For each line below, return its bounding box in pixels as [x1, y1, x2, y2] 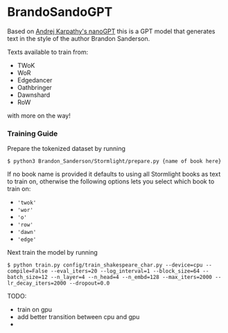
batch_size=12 [7, 274, 49, 281]
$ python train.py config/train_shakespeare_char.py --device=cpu [7, 262, 203, 269]
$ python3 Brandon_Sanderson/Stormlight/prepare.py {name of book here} [7, 158, 222, 165]
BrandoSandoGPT [7, 4, 113, 20]
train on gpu [17, 305, 53, 314]
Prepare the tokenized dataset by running [7, 145, 126, 153]
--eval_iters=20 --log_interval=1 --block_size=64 [51, 268, 200, 275]
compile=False [7, 268, 49, 275]
